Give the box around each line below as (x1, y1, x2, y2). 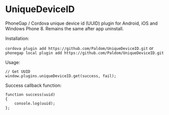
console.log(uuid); (14, 101, 56, 106)
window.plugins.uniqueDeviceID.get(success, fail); (5, 73, 116, 79)
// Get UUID (5, 69, 30, 74)
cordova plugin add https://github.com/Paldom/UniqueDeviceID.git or (5, 45, 154, 51)
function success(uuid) (5, 92, 56, 97)
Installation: (5, 35, 29, 41)
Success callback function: (5, 82, 62, 88)
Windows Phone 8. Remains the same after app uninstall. (5, 25, 124, 31)
